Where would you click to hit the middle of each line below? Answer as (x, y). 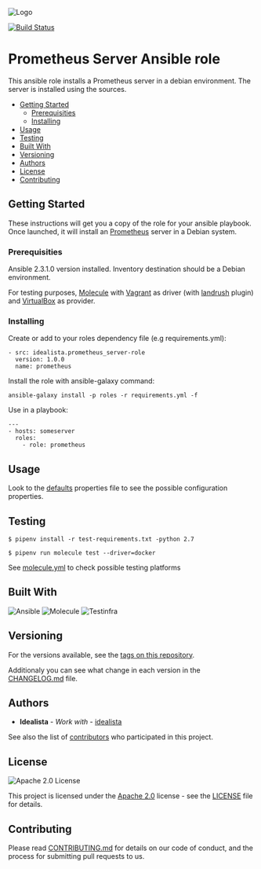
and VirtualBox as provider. (52, 301)
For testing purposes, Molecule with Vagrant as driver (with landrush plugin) (131, 293)
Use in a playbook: (38, 410)
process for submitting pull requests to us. (76, 856)
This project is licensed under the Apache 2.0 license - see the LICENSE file (130, 796)
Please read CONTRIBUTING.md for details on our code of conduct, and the (130, 848)
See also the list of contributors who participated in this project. (111, 737)
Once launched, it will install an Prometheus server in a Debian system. (123, 231)
